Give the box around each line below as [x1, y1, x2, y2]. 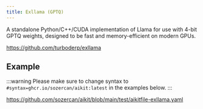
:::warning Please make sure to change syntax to [6, 77, 129, 85]
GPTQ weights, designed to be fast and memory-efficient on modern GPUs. [6, 32, 196, 40]
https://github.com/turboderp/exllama [6, 44, 102, 51]
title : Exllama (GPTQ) [6, 9, 64, 15]
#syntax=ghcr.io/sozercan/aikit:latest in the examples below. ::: [6, 84, 173, 91]
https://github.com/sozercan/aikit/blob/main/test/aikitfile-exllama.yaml [6, 96, 183, 104]
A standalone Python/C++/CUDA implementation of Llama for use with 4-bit [6, 26, 197, 33]
